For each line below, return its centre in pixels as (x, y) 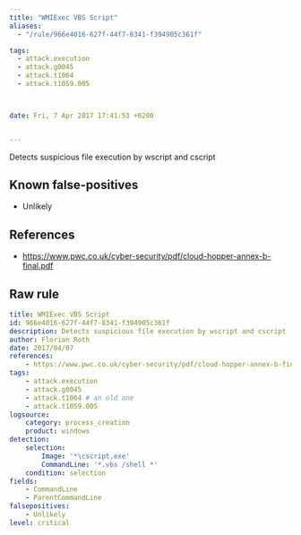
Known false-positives (74, 185)
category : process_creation (77, 423)
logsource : (30, 414)
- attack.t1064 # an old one (80, 398)
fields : (24, 481)
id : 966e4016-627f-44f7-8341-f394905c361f (90, 323)
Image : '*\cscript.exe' (86, 456)
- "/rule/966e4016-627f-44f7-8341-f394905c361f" (110, 34)
